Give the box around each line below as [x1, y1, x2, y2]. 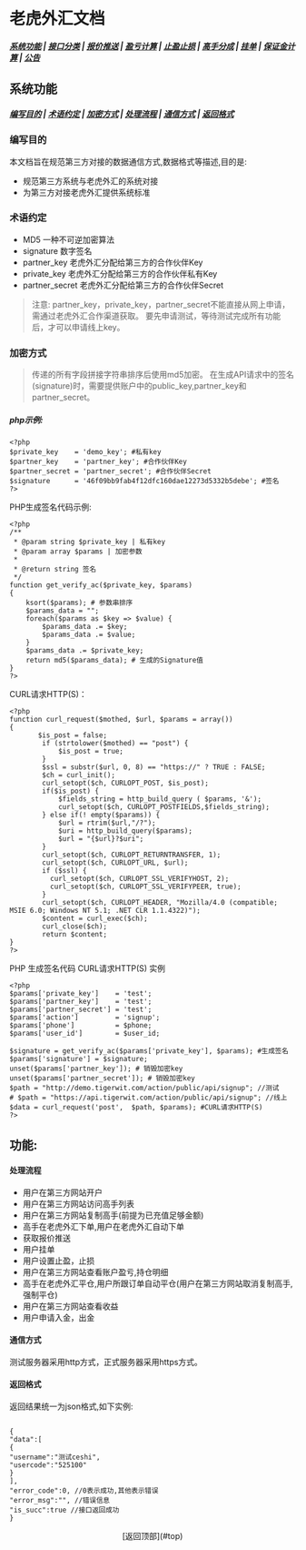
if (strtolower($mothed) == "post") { [42, 739, 189, 748]
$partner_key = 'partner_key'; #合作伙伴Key [9, 457, 188, 467]
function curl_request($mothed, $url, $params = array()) [9, 715, 233, 724]
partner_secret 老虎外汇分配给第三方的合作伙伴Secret [22, 279, 224, 290]
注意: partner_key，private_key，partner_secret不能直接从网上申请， [31, 299, 291, 309]
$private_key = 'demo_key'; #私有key [9, 448, 162, 457]
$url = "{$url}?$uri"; [57, 835, 144, 844]
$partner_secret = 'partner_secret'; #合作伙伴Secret [9, 467, 212, 476]
